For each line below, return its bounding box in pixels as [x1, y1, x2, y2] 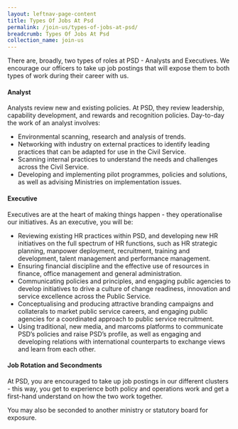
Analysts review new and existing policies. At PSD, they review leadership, [7, 104, 225, 112]
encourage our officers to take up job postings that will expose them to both [7, 64, 230, 73]
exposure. [7, 413, 37, 422]
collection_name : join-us [7, 37, 84, 44]
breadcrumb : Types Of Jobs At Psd [7, 30, 110, 38]
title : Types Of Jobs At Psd [7, 17, 94, 24]
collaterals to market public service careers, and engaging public [17, 307, 208, 315]
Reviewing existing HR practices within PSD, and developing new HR [17, 231, 218, 240]
